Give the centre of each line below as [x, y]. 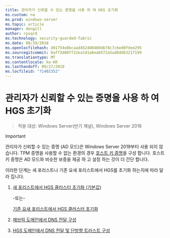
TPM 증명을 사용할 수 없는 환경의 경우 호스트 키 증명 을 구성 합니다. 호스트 [92, 153]
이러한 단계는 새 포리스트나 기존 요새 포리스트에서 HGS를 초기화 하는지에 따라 [82, 170]
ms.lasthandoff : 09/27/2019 [35, 67]
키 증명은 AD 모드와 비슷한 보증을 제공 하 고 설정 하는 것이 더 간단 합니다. [77, 159]
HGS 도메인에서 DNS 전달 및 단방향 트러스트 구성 [61, 230]
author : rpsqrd [21, 34]
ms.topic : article [25, 24]
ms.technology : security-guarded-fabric [49, 39]
